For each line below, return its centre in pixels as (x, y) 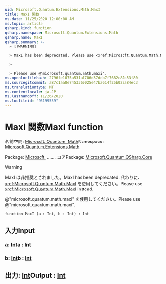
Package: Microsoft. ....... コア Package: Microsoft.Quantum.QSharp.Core (79, 157)
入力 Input (20, 230)
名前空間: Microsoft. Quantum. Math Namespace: (55, 142)
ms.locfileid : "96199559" (32, 101)
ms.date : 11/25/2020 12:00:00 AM (40, 19)
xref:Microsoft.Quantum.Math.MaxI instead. (49, 189)
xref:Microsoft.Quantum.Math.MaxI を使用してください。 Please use (74, 184)
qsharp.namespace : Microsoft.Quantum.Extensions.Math (62, 33)
